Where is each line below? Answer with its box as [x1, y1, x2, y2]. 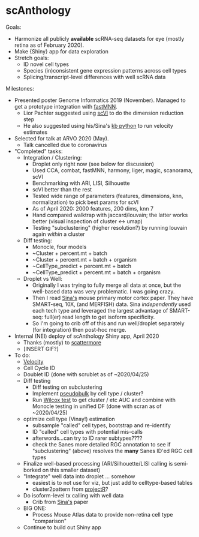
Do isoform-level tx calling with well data [23, 491, 124, 499]
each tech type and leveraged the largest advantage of [32, 307, 168, 314]
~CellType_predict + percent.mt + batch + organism [32, 268, 161, 276]
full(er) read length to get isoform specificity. [44, 313, 155, 320]
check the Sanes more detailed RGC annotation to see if [32, 440, 171, 448]
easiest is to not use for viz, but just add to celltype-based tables [32, 479, 193, 486]
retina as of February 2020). [14, 41, 85, 49]
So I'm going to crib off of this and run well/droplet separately [32, 319, 185, 327]
